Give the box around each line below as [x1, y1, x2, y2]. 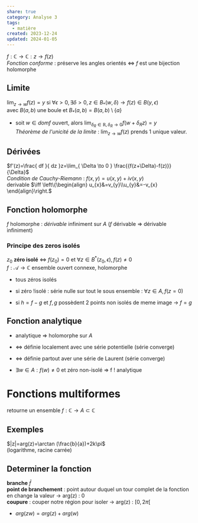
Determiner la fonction [7, 464, 92, 474]
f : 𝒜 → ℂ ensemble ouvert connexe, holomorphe [7, 264, 128, 271]
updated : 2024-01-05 [7, 36, 58, 42]
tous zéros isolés [15, 276, 57, 283]
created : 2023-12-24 [7, 31, 58, 37]
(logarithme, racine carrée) [7, 447, 73, 454]
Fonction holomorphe [7, 205, 88, 215]
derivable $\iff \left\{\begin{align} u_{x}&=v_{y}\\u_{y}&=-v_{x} [7, 181, 158, 189]
